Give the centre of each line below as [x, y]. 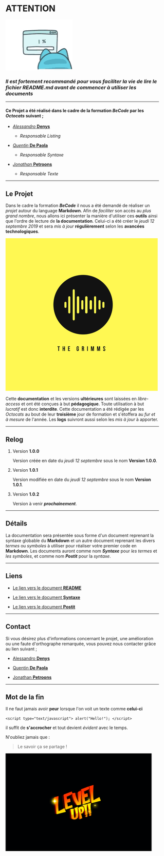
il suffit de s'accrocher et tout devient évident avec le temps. [67, 728]
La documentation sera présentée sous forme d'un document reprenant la [80, 535]
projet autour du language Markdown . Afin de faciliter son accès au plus [78, 211]
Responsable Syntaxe [42, 155]
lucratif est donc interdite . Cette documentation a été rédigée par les [75, 409]
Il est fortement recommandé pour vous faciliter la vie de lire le [81, 81]
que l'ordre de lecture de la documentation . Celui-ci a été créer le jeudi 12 [80, 221]
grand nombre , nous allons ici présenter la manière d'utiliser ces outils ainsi [82, 216]
